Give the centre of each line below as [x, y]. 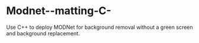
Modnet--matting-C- [59, 11]
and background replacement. [43, 33]
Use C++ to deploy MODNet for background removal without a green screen [99, 27]
